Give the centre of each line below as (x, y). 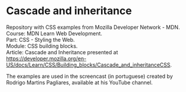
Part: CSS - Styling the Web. (40, 40)
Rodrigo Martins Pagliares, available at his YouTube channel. (79, 82)
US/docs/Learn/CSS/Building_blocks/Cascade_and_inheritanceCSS (88, 65)
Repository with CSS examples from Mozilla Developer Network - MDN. (93, 27)
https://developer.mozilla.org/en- (46, 58)
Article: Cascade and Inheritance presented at (62, 52)
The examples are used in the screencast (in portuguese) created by (89, 76)
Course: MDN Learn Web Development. (54, 33)
